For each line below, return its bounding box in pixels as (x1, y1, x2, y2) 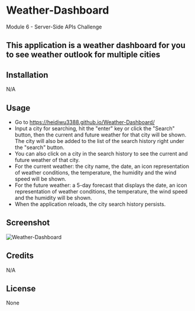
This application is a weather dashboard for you (6, 40, 186, 50)
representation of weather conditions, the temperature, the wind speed (14, 188, 188, 195)
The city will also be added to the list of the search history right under (14, 137, 184, 144)
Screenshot (6, 218, 50, 228)
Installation (6, 69, 48, 80)
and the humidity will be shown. (14, 194, 93, 201)
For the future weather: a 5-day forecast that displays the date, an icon (14, 182, 187, 189)
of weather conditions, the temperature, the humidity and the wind (14, 169, 177, 176)
